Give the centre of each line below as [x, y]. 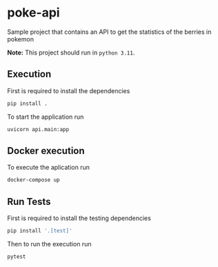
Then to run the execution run [49, 244]
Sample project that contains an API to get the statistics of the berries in [109, 32]
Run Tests [29, 201]
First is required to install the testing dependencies [79, 218]
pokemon [21, 39]
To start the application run [46, 117]
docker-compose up [33, 180]
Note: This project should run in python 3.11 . [71, 52]
